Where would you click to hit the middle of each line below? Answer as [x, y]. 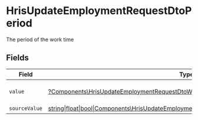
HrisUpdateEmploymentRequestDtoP [99, 11]
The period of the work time [40, 39]
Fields [18, 58]
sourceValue [26, 108]
